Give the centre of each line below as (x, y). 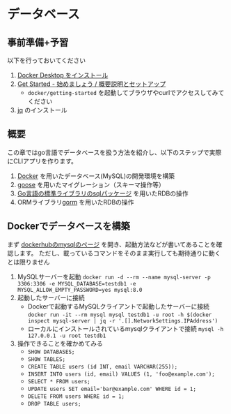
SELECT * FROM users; (59, 381)
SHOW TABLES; (47, 359)
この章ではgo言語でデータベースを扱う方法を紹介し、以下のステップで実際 (114, 152)
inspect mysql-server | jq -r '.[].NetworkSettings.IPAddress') (123, 321)
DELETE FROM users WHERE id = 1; (76, 396)
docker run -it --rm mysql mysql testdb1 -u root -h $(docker (120, 315)
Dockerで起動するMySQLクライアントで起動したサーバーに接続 (119, 306)
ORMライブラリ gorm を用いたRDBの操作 (75, 202)
